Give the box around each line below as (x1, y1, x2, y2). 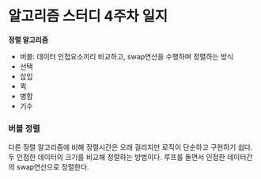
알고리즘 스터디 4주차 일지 (8, 7, 168, 25)
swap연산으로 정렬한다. (16, 162, 89, 172)
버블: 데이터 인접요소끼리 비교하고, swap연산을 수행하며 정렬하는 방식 (19, 51, 234, 61)
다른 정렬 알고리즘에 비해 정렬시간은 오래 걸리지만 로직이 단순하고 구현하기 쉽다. (8, 143, 253, 152)
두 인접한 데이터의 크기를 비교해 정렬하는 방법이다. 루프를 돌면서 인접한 (8, 152, 225, 162)
